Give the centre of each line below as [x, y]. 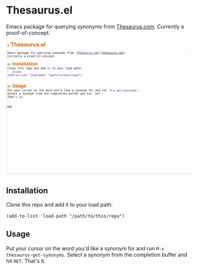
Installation [27, 190]
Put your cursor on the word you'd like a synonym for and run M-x [85, 248]
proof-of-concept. [28, 32]
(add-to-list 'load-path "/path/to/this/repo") [66, 216]
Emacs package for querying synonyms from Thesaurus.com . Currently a [95, 26]
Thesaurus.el [39, 10]
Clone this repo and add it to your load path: [59, 204]
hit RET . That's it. [26, 261]
